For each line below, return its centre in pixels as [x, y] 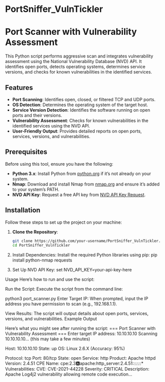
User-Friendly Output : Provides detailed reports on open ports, [77, 131]
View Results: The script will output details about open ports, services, [77, 314]
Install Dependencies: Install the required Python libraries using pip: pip [85, 255]
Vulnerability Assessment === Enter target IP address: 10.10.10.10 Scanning [81, 334]
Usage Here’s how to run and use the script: [50, 279]
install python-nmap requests [42, 260]
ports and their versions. [37, 115]
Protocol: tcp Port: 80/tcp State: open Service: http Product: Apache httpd [81, 358]
